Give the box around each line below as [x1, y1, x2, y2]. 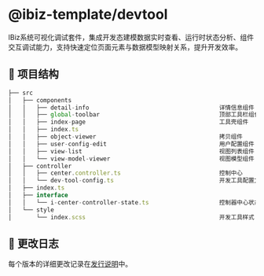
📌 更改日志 [8, 237, 59, 250]
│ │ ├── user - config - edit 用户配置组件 [8, 140, 255, 148]
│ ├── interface [8, 191, 68, 199]
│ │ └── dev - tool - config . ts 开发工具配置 [8, 177, 255, 185]
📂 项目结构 [8, 68, 59, 81]
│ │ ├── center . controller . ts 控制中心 [8, 169, 244, 178]
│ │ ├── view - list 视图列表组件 [8, 147, 255, 155]
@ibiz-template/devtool [8, 6, 168, 24]
